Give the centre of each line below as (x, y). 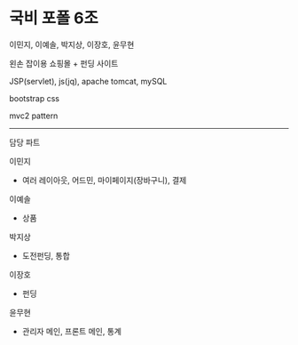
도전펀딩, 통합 (46, 255)
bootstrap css (35, 98)
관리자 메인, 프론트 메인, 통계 (72, 331)
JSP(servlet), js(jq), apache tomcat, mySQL (88, 81)
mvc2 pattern (34, 116)
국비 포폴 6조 (54, 18)
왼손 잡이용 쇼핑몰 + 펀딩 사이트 (64, 63)
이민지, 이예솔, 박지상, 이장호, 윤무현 (72, 44)
